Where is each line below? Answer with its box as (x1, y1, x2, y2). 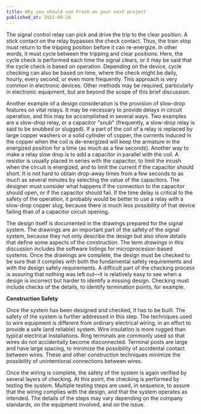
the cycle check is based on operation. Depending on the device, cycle (6, 62, 182, 69)
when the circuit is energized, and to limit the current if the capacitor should (6, 163, 194, 171)
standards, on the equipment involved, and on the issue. (6, 401, 145, 408)
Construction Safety (6, 295, 58, 302)
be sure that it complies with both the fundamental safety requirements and (6, 258, 193, 265)
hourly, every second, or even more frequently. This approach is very (6, 75, 178, 83)
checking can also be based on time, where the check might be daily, (6, 69, 178, 76)
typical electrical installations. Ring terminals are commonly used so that (6, 332, 185, 339)
